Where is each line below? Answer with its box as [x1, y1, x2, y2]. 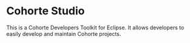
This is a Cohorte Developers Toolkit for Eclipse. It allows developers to [6, 24, 185, 31]
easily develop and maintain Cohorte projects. [6, 30, 121, 37]
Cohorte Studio [6, 4, 85, 18]
